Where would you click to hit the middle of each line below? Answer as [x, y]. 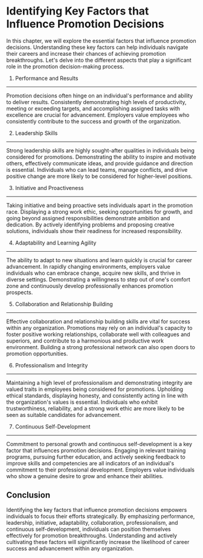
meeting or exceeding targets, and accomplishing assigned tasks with [93, 108]
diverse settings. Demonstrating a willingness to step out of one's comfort [98, 279]
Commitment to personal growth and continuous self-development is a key [99, 444]
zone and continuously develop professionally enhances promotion [90, 286]
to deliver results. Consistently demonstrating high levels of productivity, [96, 102]
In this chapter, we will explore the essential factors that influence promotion [101, 41]
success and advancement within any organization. [70, 548]
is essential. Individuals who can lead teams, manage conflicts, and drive [97, 169]
